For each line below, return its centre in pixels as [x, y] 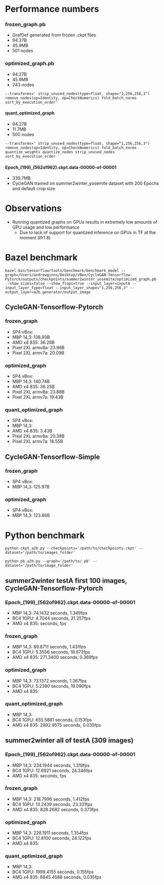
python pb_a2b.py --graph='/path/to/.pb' [48, 561]
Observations [34, 209]
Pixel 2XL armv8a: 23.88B [38, 392]
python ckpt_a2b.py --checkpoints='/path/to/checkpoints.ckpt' [71, 548]
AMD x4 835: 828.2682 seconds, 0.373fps [55, 809]
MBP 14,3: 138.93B [31, 337]
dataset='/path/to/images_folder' [40, 553]
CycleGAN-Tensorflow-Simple [53, 457]
